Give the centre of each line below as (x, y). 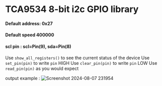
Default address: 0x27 (29, 23)
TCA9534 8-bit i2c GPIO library (72, 9)
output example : (23, 78)
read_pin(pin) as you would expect (42, 68)
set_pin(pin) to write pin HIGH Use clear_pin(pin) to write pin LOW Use (81, 63)
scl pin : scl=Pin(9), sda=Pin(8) (38, 46)
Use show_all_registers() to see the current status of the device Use (77, 58)
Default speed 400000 (30, 35)
